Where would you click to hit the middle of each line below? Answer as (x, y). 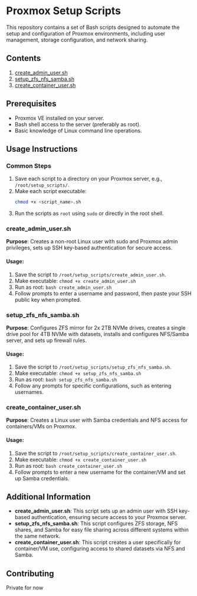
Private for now (25, 588)
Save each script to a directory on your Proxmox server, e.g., (88, 179)
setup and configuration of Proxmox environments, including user (86, 33)
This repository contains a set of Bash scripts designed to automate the (93, 27)
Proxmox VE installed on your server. (59, 118)
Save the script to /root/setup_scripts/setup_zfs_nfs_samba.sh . (93, 367)
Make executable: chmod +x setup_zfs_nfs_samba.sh (78, 373)
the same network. (37, 536)
